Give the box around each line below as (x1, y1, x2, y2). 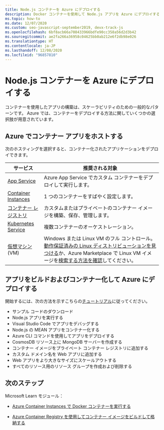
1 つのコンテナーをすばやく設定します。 (43, 193, 136, 200)
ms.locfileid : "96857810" (5, 52, 58, 58)
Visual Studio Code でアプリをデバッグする (12, 320, 99, 327)
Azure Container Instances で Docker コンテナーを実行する (12, 403, 131, 409)
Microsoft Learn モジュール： (5, 393, 64, 399)
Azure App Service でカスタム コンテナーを (43, 174, 143, 181)
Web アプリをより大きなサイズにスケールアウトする (12, 357, 117, 363)
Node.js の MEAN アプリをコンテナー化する (12, 327, 100, 332)
